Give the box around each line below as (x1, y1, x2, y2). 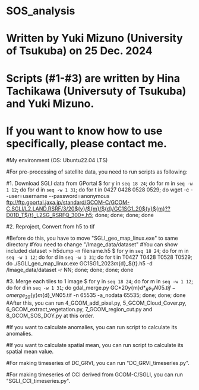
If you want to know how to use (6, 124, 163, 138)
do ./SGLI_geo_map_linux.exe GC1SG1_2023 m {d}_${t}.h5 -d (6, 259, 153, 267)
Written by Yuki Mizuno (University (6, 32, 183, 45)
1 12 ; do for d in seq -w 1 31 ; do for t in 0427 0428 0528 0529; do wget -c (6, 186, 189, 193)
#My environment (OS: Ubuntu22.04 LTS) (6, 156, 108, 163)
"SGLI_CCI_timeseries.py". (6, 377, 70, 385)
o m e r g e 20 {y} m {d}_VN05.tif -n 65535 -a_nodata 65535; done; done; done (6, 292, 186, 301)
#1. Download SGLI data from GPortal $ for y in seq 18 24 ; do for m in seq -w (6, 179, 193, 187)
